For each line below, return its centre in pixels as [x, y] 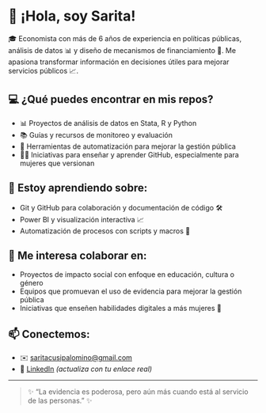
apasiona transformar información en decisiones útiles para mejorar [119, 62]
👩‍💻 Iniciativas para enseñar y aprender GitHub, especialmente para [129, 154]
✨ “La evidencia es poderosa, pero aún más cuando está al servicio [138, 392]
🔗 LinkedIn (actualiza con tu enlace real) [86, 369]
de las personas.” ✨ [60, 401]
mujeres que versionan [57, 163]
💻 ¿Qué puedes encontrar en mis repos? [111, 99]
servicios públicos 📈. [44, 70]
